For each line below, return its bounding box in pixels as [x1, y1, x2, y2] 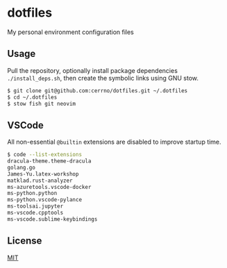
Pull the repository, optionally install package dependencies [7, 66, 178, 74]
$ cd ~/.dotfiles [7, 94, 58, 101]
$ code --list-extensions [7, 151, 82, 158]
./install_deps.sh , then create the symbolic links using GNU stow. [7, 74, 199, 82]
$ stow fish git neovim [7, 100, 76, 107]
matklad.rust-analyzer [7, 177, 73, 184]
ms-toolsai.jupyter [7, 203, 64, 210]
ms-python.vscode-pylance [7, 196, 82, 203]
